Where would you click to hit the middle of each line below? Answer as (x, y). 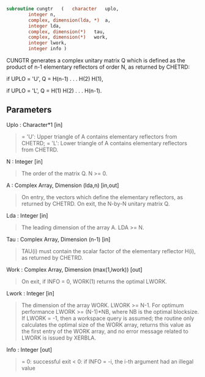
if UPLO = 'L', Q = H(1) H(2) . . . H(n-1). (54, 91)
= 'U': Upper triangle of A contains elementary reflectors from (99, 136)
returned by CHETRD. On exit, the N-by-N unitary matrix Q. (95, 204)
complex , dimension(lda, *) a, (70, 20)
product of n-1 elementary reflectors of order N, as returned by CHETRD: (98, 67)
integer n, (42, 14)
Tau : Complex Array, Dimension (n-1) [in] (58, 239)
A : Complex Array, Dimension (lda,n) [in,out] (63, 185)
